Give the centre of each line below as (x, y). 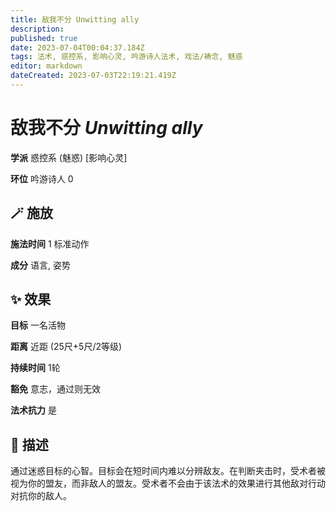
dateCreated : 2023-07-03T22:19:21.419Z (93, 76)
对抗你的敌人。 (41, 496)
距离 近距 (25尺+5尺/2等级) (66, 347)
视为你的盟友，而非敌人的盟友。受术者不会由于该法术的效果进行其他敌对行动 (168, 483)
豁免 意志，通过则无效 (55, 389)
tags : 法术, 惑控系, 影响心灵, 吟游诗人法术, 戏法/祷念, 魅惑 (126, 57)
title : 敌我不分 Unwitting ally (75, 19)
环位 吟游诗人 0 (42, 178)
